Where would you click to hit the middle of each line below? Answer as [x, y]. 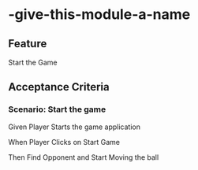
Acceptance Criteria [59, 87]
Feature [28, 44]
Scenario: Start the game [57, 109]
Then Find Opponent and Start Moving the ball [84, 157]
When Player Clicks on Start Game [64, 142]
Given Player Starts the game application [74, 127]
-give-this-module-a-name [99, 15]
